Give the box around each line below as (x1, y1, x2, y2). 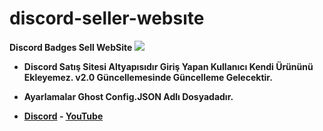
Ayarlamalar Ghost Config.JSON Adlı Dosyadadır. (23, 90, 234, 102)
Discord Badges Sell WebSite (9, 41, 133, 53)
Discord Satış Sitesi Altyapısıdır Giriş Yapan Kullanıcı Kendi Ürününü (23, 60, 314, 72)
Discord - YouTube (23, 110, 104, 122)
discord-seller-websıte (9, 7, 205, 30)
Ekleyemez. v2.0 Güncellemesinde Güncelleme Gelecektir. (23, 71, 273, 83)
